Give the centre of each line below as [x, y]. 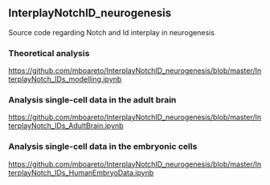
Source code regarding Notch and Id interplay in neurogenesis [112, 32]
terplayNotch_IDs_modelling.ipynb [65, 79]
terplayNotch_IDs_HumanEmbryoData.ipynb [81, 172]
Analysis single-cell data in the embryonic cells [103, 147]
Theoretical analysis [49, 53]
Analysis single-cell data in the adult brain [92, 100]
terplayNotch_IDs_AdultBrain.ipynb [66, 126]
